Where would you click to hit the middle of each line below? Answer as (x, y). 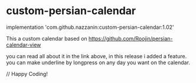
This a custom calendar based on (47, 38)
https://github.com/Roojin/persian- (130, 38)
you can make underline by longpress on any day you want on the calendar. (98, 62)
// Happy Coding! (27, 74)
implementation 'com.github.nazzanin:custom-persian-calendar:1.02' (90, 27)
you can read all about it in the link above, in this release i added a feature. (97, 56)
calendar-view (24, 45)
